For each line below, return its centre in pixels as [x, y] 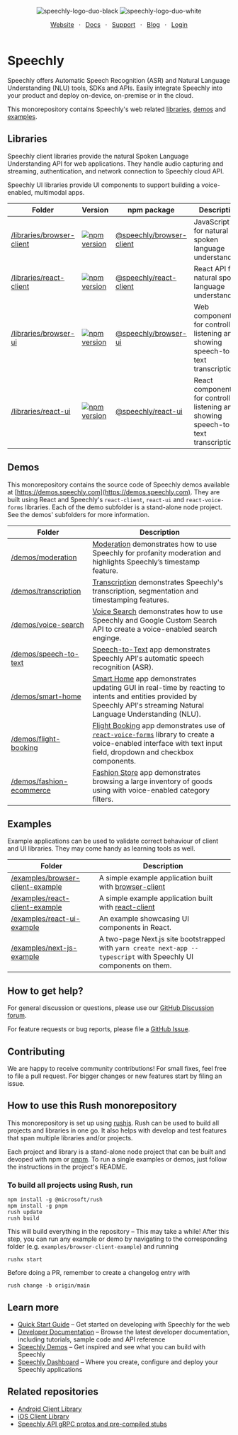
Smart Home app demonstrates [144, 679]
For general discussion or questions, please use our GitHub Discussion [111, 1008]
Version [95, 210]
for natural [211, 230]
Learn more [33, 1307]
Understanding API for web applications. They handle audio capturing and [115, 164]
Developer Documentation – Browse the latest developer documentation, [124, 1332]
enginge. [107, 637]
